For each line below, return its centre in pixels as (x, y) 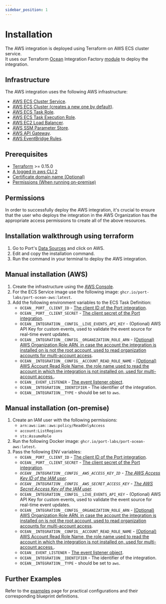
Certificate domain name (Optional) (49, 177)
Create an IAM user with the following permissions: (65, 420)
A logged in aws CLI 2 (35, 172)
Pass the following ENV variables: (47, 452)
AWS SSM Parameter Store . (41, 128)
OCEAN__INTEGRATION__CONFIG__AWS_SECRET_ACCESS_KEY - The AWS (86, 484)
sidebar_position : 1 (27, 10)
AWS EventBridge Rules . (37, 139)
